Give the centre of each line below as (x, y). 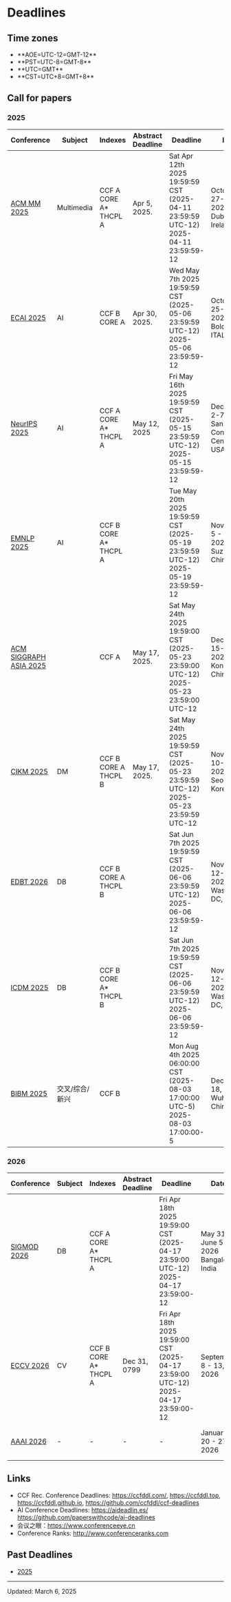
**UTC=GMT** (40, 69)
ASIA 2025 (29, 665)
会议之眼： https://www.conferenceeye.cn (76, 1525)
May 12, (146, 424)
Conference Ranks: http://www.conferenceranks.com (93, 1533)
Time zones (33, 38)
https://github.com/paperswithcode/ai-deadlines (86, 1517)
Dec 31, (135, 1361)
